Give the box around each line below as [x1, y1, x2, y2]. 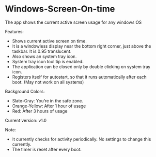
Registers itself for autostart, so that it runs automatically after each [12, 74, 147, 80]
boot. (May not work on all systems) [12, 79, 84, 85]
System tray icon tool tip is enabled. [12, 58, 84, 64]
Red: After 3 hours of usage [12, 108, 68, 114]
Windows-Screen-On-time [5, 3, 115, 14]
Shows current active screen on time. [12, 38, 87, 44]
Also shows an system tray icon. [12, 53, 77, 59]
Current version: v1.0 [5, 117, 47, 123]
